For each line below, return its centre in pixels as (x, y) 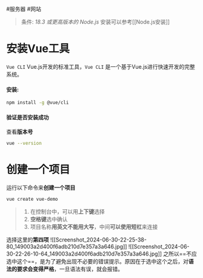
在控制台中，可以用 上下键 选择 (67, 211)
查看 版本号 (20, 132)
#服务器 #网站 (24, 9)
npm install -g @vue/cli (38, 103)
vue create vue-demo (32, 200)
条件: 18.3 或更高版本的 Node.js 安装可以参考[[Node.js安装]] (95, 22)
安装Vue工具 (38, 49)
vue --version (24, 144)
